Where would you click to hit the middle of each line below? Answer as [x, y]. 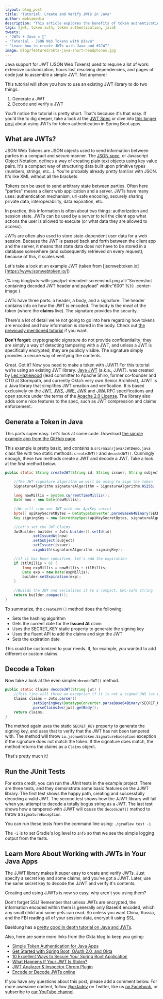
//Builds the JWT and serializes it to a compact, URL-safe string [83, 590]
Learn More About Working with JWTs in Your [76, 854]
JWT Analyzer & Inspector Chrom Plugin [52, 967]
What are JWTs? [31, 139]
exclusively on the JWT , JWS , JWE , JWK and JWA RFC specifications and [79, 391]
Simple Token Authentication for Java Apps [55, 946]
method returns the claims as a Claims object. [50, 747]
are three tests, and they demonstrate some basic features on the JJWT [77, 788]
